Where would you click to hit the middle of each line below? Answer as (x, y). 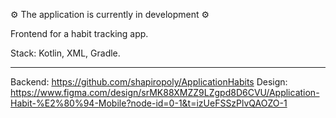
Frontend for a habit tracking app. (79, 33)
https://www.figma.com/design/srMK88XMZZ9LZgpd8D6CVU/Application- (165, 92)
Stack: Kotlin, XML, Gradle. (65, 53)
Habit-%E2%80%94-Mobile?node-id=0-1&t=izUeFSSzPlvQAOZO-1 (149, 103)
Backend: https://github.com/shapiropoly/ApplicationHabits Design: (149, 82)
